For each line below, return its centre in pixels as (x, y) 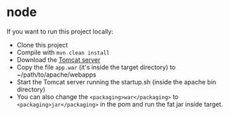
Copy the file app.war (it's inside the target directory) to (96, 67)
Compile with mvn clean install (63, 52)
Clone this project (42, 45)
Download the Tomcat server (58, 59)
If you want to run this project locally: (60, 31)
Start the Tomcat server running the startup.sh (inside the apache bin (116, 82)
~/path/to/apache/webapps (56, 75)
